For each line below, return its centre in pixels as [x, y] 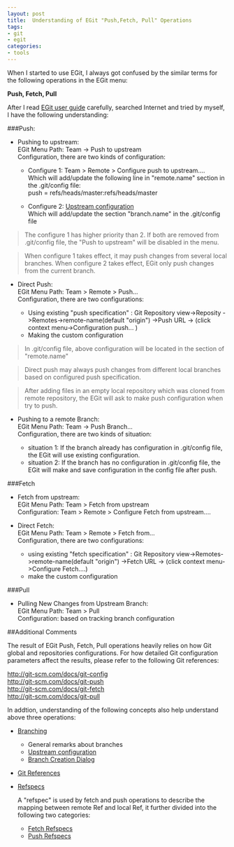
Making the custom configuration [75, 335]
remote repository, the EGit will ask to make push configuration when [124, 398]
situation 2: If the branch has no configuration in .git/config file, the [124, 462]
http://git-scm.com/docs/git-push [56, 681]
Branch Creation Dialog [61, 759]
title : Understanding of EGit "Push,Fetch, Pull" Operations [100, 20]
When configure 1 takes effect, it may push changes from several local [125, 256]
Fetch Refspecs [50, 828]
